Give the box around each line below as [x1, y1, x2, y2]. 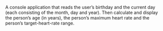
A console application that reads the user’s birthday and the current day [5, 4, 156, 10]
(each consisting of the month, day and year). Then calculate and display [5, 9, 158, 15]
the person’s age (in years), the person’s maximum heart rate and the [5, 15, 150, 20]
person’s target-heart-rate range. [5, 20, 75, 26]
